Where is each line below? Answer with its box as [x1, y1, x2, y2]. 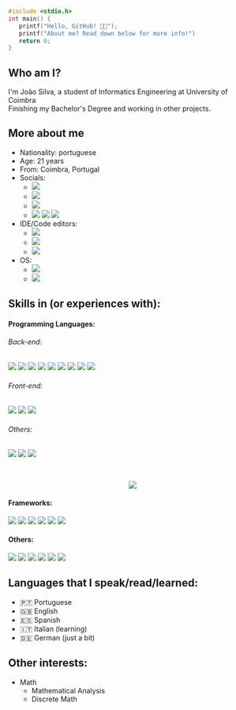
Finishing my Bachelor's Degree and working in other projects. [8, 104, 212, 114]
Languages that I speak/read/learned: [8, 576, 199, 590]
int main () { [8, 14, 51, 23]
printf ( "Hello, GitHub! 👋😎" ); [18, 22, 118, 30]
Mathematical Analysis [31, 685, 105, 695]
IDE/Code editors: [19, 218, 78, 228]
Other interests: [8, 656, 88, 670]
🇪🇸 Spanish [19, 615, 61, 625]
